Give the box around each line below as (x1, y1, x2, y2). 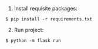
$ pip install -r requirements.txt (5, 16, 93, 22)
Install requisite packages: (13, 5, 77, 12)
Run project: (13, 26, 44, 33)
